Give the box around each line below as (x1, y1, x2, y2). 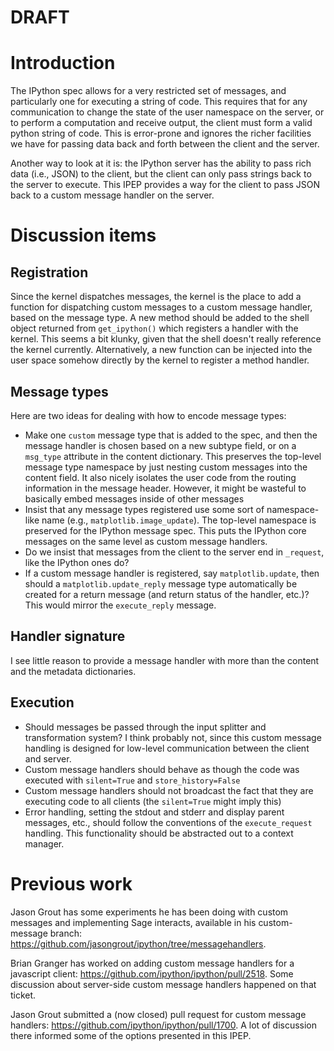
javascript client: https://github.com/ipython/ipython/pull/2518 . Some (10, 967, 294, 980)
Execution (10, 694, 75, 711)
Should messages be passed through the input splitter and (24, 721, 267, 733)
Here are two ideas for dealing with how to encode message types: (10, 409, 287, 421)
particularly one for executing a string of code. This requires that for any (10, 96, 308, 108)
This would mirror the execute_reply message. (24, 599, 217, 611)
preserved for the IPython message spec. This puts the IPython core (24, 524, 307, 536)
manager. (24, 837, 65, 850)
